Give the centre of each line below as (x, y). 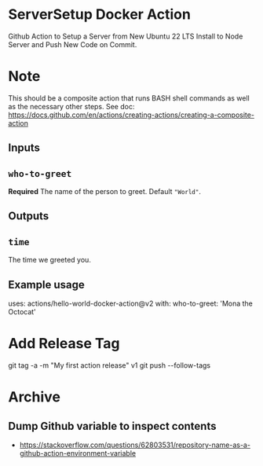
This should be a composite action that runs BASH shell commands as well (129, 98)
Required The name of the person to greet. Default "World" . (105, 192)
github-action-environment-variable (77, 453)
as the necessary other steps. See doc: (71, 106)
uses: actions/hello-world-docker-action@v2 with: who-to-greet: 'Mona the (131, 303)
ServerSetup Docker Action (99, 15)
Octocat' (22, 312)
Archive (35, 397)
